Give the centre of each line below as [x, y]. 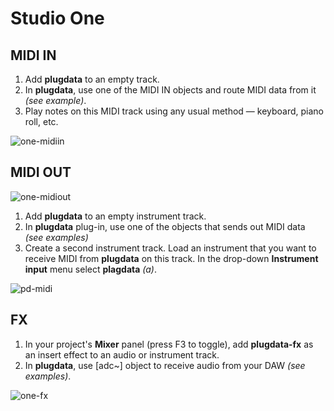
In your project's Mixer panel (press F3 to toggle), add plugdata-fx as [169, 344]
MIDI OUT [41, 172]
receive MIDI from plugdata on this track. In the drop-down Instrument [171, 258]
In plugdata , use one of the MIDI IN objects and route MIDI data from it [170, 90]
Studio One [57, 18]
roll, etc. [41, 121]
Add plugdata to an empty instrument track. [115, 216]
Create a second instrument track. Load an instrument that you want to [170, 248]
